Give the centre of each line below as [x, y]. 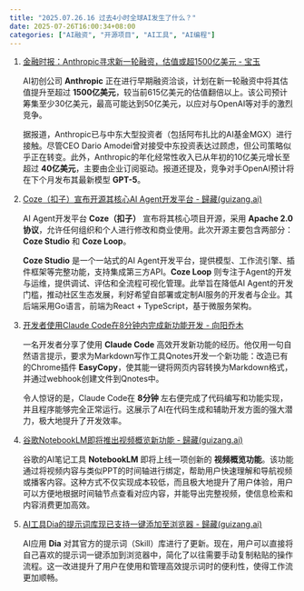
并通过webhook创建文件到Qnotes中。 [93, 379]
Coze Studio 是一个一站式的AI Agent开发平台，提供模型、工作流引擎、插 [158, 261]
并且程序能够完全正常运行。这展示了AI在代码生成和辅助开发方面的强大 [154, 409]
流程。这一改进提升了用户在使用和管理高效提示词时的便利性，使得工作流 [157, 566]
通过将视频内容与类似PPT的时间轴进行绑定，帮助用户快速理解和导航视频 [157, 471]
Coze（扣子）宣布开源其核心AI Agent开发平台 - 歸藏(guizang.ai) [142, 199]
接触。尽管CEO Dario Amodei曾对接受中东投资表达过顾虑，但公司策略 [153, 145]
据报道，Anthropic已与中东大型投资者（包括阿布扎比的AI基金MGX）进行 [157, 135]
